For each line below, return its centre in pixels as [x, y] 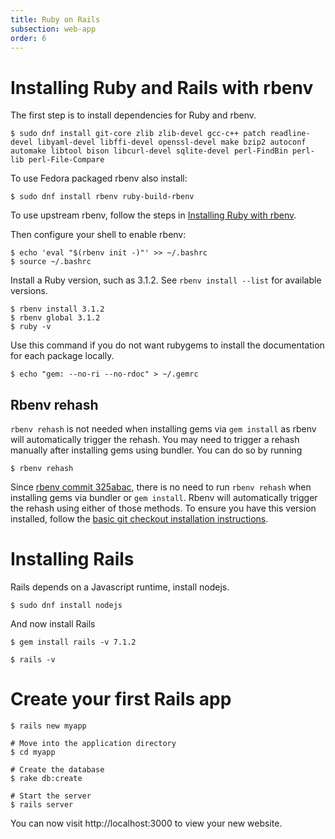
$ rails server [42, 805]
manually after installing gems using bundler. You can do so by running [156, 450]
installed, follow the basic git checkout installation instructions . [139, 519]
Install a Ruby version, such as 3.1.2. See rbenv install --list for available [166, 280]
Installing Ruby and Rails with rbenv [162, 87]
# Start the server [51, 796]
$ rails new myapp [48, 726]
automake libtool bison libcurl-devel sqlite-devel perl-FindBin [149, 151]
